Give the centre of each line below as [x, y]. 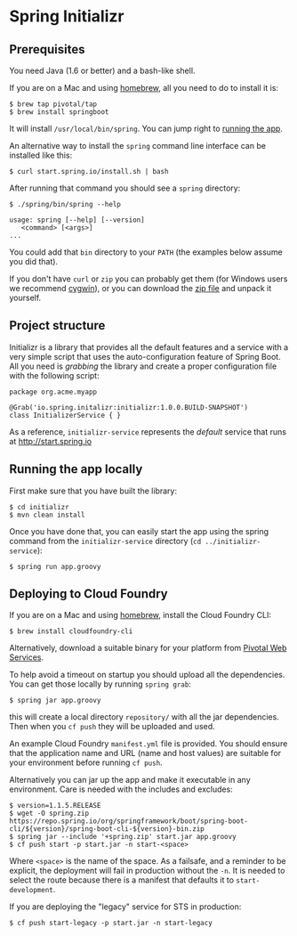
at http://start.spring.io [50, 441]
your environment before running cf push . [86, 762]
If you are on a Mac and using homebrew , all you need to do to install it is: [144, 88]
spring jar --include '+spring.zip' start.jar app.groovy [127, 837]
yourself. [25, 297]
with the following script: [54, 375]
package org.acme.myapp [53, 392]
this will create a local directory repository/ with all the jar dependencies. [144, 717]
